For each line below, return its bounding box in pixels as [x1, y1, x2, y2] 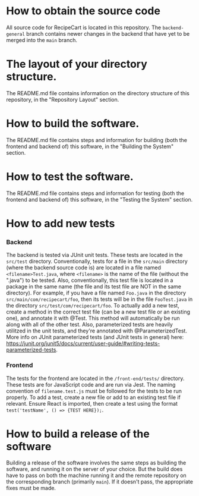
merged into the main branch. [6, 36, 77, 43]
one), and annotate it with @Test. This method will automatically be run [6, 315, 180, 322]
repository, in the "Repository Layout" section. [6, 96, 119, 103]
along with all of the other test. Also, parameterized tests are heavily [6, 321, 173, 328]
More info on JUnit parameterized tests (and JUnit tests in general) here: [6, 334, 184, 341]
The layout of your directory [6, 58, 147, 71]
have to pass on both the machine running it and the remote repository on [6, 472, 187, 479]
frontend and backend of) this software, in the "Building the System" [6, 143, 174, 150]
